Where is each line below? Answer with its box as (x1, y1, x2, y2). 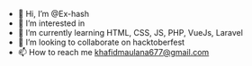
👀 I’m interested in (17, 18, 85, 29)
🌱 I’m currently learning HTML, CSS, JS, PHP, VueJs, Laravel (17, 28, 243, 37)
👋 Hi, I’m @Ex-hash (17, 9, 90, 19)
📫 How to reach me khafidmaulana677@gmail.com (17, 47, 210, 57)
